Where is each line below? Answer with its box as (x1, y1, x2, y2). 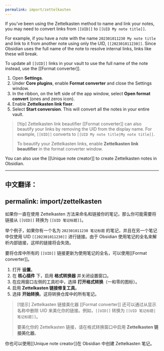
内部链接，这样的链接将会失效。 (9, 240, 74, 245)
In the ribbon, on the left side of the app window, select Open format (12, 90, 151, 96)
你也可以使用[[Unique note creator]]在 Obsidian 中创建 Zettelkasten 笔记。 (5, 340, 155, 346)
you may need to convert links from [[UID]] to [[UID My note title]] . (5, 25, 146, 32)
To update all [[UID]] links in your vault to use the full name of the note (5, 60, 148, 66)
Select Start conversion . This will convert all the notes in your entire (12, 106, 150, 112)
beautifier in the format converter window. (17, 146, 103, 152)
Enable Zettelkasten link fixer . (12, 101, 74, 107)
